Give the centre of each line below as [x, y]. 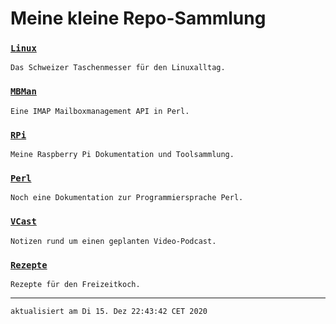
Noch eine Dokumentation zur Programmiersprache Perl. [127, 198]
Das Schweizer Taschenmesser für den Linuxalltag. [118, 68]
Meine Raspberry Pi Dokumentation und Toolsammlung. [122, 155]
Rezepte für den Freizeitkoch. [75, 284]
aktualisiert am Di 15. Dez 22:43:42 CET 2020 [109, 311]
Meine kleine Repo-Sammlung [138, 18]
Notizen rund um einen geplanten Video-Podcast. [113, 241]
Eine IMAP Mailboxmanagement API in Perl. [100, 111]
